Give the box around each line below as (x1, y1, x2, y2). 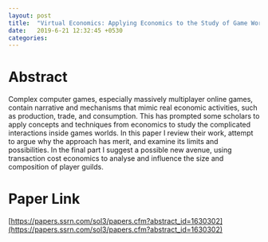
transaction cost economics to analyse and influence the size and (8, 154, 224, 163)
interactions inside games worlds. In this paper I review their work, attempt (8, 128, 254, 138)
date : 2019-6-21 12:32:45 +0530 (8, 26, 124, 34)
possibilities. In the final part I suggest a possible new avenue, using (8, 145, 233, 155)
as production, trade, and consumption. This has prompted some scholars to (8, 111, 260, 121)
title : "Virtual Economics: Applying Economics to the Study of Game (8, 19, 248, 27)
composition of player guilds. (8, 162, 104, 172)
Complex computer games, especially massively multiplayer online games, (8, 95, 254, 104)
